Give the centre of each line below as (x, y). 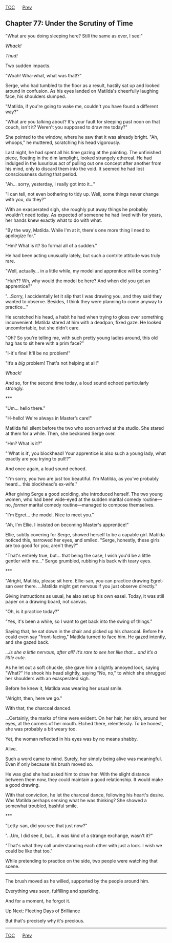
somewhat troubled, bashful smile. (42, 806)
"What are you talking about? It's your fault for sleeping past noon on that (83, 121)
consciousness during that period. (41, 174)
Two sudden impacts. (28, 66)
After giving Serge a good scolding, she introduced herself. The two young (84, 494)
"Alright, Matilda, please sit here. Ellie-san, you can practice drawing (77, 580)
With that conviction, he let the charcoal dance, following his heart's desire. (85, 795)
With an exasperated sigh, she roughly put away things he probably (77, 209)
